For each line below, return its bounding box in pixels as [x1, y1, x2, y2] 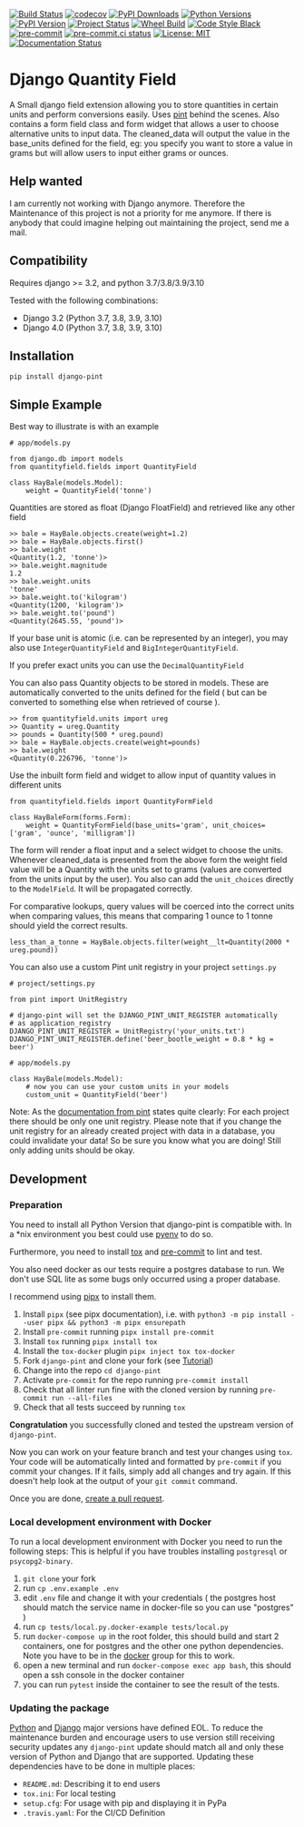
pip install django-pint [9, 372, 103, 381]
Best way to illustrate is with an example [9, 421, 160, 432]
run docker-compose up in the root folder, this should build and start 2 [22, 1631, 279, 1642]
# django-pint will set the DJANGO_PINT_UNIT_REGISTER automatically [9, 1011, 279, 1020]
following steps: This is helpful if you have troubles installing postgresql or [9, 1546, 288, 1557]
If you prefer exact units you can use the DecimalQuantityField [9, 660, 244, 671]
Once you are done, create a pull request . [9, 1493, 165, 1504]
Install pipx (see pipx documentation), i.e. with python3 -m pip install [22, 1308, 288, 1320]
